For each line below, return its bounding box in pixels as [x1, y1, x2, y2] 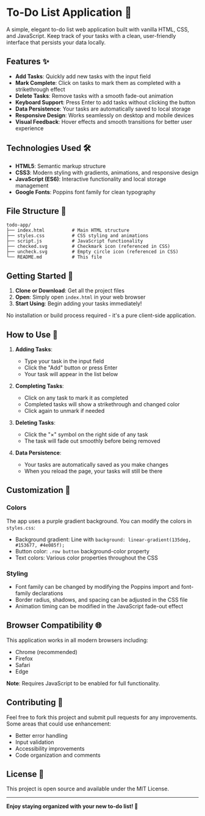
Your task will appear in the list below [24, 371, 118, 377]
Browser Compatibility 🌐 [6, 620, 102, 631]
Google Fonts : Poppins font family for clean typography [15, 188, 156, 195]
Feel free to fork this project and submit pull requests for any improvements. [6, 713, 198, 721]
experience [15, 125, 44, 132]
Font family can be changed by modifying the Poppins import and [15, 583, 180, 590]
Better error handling [15, 732, 68, 739]
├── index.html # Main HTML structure [6, 227, 130, 234]
